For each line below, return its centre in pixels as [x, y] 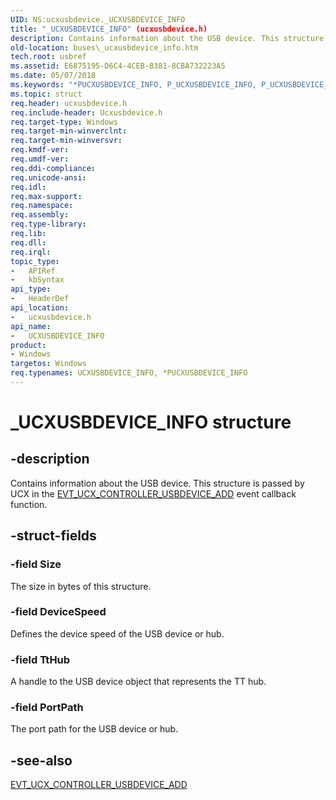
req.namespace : [42, 206]
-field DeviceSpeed [58, 612]
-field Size [36, 564]
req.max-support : [46, 196]
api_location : [40, 308]
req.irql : [31, 252]
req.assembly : [40, 215]
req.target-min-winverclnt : [69, 131]
